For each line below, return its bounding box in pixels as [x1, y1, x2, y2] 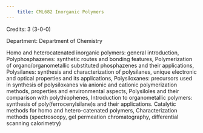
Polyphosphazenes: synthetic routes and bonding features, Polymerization [6, 55, 193, 62]
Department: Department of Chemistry [6, 37, 103, 44]
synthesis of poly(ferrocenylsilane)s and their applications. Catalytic [6, 100, 176, 108]
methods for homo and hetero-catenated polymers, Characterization [6, 106, 178, 114]
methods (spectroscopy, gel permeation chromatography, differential [6, 113, 179, 120]
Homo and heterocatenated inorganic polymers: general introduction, [6, 49, 179, 56]
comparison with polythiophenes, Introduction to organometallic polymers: [6, 94, 193, 101]
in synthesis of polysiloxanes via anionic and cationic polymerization [6, 81, 178, 88]
